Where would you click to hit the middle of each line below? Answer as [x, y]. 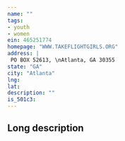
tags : [15, 21]
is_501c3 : [22, 100]
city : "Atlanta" [31, 73]
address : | [23, 54]
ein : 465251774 [30, 40]
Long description [46, 128]
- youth [19, 27]
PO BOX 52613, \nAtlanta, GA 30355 [63, 60]
